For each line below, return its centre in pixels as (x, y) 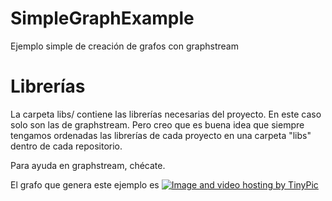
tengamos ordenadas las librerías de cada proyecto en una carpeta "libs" (161, 135)
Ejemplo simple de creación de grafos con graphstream (124, 46)
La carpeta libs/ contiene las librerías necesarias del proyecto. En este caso (166, 114)
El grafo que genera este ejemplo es (85, 184)
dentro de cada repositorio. (66, 146)
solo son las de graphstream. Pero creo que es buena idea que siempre (157, 124)
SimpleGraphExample (102, 18)
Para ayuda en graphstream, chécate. (88, 165)
